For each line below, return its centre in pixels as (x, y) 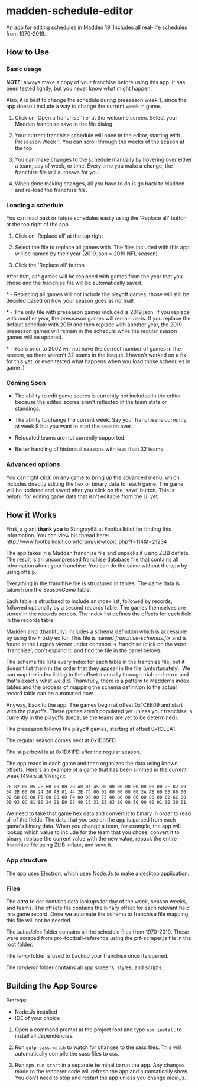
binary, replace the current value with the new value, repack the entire (92, 839)
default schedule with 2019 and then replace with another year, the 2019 (94, 325)
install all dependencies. (44, 1035)
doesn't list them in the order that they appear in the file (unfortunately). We (98, 668)
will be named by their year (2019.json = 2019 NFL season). (87, 254)
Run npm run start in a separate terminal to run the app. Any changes (100, 1065)
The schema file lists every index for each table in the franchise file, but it (95, 662)
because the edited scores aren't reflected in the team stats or (91, 402)
